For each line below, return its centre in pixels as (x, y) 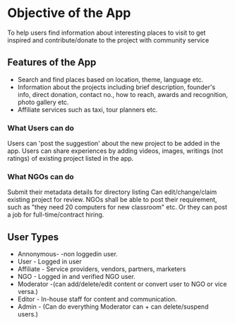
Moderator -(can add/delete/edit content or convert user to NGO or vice (122, 284)
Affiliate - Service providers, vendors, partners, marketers (102, 269)
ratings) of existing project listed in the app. (71, 159)
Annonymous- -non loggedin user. (67, 254)
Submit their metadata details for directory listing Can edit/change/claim (112, 192)
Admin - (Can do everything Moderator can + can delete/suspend (113, 307)
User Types (33, 237)
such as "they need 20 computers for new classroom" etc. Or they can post (117, 207)
